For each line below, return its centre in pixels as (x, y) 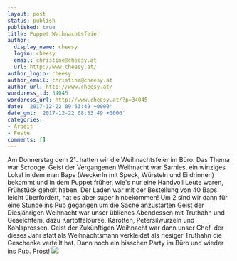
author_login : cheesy (39, 73)
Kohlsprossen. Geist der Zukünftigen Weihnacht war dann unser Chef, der (116, 228)
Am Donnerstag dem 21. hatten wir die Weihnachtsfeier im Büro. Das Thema (118, 160)
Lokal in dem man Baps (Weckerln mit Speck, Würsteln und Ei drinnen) (111, 175)
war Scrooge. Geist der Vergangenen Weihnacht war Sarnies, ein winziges (117, 167)
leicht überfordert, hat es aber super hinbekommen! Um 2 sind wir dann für (117, 198)
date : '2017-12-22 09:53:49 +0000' (60, 107)
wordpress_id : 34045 (38, 93)
